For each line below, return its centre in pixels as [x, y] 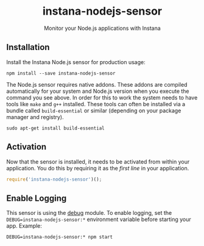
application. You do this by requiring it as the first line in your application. [98, 168]
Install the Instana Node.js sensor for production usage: [76, 62]
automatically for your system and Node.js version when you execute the [98, 91]
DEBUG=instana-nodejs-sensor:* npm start [60, 237]
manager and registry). [35, 117]
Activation [26, 147]
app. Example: [24, 226]
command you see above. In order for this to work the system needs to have [102, 97]
